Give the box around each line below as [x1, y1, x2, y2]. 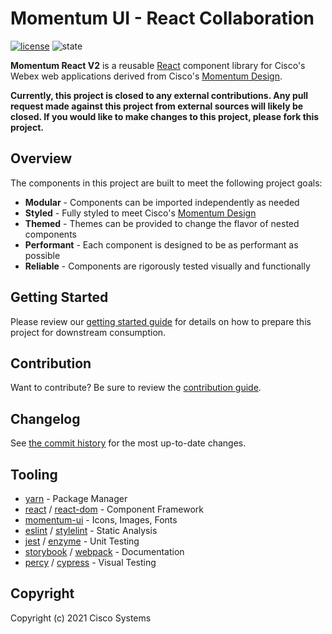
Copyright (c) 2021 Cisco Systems [10, 612, 152, 624]
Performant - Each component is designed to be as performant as [24, 238, 299, 251]
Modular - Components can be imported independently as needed [24, 196, 300, 208]
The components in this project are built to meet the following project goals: [10, 177, 323, 189]
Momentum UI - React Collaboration [10, 7, 315, 30]
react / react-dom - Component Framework [24, 503, 205, 515]
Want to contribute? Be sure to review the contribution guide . [10, 382, 262, 394]
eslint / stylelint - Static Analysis [24, 525, 158, 536]
